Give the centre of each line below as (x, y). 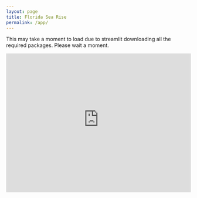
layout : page (22, 11)
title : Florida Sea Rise (36, 17)
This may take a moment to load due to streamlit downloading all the (89, 39)
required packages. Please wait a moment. (58, 45)
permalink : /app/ (27, 22)
